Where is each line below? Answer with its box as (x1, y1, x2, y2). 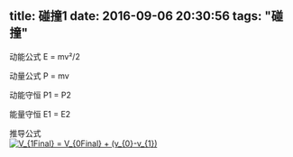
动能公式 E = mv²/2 (9, 51, 81, 61)
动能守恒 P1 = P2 (9, 89, 72, 100)
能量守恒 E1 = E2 (9, 108, 71, 119)
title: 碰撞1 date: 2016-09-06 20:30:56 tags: (9, 8, 262, 24)
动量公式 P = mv (9, 70, 69, 81)
